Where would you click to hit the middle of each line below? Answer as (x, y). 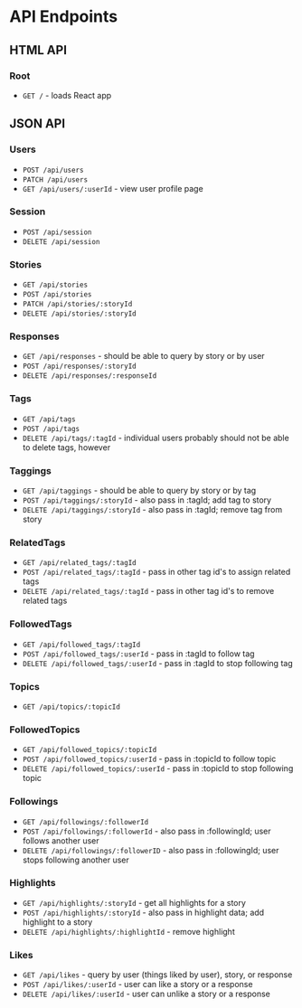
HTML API (38, 50)
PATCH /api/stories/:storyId (77, 305)
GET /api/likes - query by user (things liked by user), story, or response (157, 975)
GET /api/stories (55, 285)
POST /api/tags (51, 429)
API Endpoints (64, 17)
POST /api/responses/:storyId (80, 367)
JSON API (38, 124)
